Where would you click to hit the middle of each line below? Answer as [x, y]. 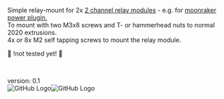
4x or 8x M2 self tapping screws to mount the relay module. [94, 40]
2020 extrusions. [32, 32]
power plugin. [27, 18]
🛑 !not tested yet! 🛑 [35, 53]
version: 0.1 [24, 81]
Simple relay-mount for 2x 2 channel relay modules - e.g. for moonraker [112, 10]
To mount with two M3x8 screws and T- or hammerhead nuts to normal [111, 25]
